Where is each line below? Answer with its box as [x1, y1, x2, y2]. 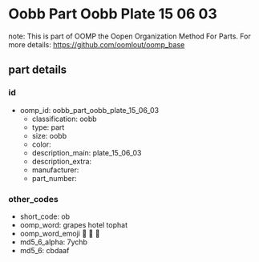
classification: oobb [31, 114, 98, 123]
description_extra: [31, 156, 92, 166]
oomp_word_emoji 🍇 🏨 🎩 [19, 228, 100, 238]
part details [8, 63, 67, 77]
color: [31, 139, 52, 149]
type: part [31, 122, 65, 132]
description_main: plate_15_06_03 [31, 147, 142, 157]
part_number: [31, 173, 77, 183]
